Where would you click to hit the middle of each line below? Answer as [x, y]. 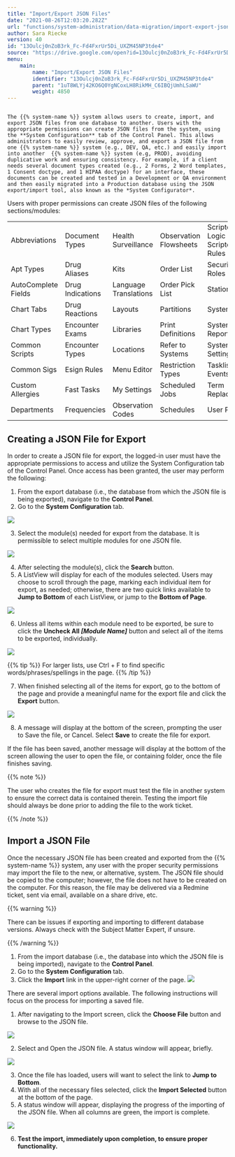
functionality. [37, 1146]
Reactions [81, 314]
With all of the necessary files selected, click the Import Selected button [122, 1090]
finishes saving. [30, 763]
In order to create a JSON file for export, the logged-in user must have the [114, 456]
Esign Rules [84, 370]
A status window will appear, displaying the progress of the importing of [121, 1105]
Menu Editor [132, 370]
